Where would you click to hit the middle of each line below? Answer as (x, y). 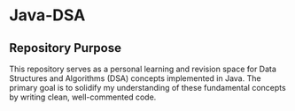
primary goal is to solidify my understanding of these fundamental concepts (147, 88)
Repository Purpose (66, 48)
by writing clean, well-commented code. (83, 97)
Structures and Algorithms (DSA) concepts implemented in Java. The (135, 78)
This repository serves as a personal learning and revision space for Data (143, 69)
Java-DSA (47, 15)
